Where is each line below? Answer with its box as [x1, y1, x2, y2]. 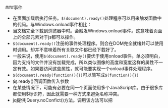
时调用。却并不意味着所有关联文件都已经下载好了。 [12, 47, 119, 52]
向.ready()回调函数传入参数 [12, 78, 69, 84]
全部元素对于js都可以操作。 [21, 34, 78, 40]
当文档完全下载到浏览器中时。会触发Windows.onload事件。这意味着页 [12, 28, 158, 34]
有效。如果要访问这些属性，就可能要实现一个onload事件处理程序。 [17, 66, 155, 72]
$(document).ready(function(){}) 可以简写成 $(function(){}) [12, 72, 139, 78]
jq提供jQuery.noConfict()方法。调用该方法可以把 [12, 97, 113, 103]
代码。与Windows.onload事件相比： [17, 22, 92, 27]
